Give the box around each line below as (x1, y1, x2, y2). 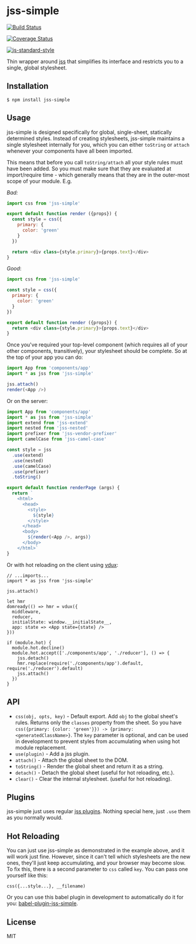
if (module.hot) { (6, 639, 52, 646)
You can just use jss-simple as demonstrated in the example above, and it (6, 847, 185, 854)
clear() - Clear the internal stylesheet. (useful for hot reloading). (15, 775, 172, 782)
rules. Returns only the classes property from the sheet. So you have (15, 719, 182, 726)
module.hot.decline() (12, 645, 65, 651)
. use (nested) (12, 458, 44, 464)
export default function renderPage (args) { (6, 485, 120, 491)
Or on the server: (6, 397, 48, 404)
